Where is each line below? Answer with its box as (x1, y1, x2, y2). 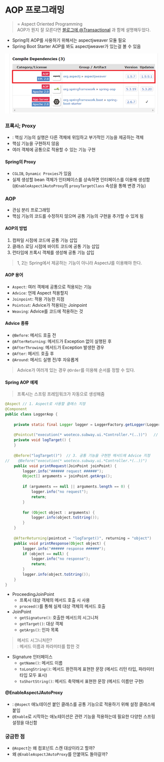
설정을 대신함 (12, 719, 38, 725)
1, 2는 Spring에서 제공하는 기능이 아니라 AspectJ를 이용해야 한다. (17, 260, 143, 266)
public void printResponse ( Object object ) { (14, 541, 106, 546)
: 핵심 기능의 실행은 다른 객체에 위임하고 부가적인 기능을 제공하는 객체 (12, 134, 144, 140)
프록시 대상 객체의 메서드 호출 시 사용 (19, 597, 90, 603)
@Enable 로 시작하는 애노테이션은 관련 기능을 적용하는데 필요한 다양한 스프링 (12, 713, 155, 719)
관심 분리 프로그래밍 (12, 207, 50, 213)
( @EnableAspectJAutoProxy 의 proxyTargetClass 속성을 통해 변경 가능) (12, 183, 146, 189)
